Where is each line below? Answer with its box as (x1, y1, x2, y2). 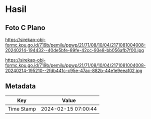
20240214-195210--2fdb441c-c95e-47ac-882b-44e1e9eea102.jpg (5, 67, 142, 73)
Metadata (5, 82, 36, 90)
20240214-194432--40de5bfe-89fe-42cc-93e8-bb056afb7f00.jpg (5, 47, 144, 53)
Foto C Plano (5, 23, 45, 32)
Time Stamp (7, 105, 36, 112)
